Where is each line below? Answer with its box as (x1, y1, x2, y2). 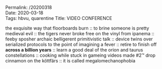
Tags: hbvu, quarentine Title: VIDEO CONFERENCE (5, 15, 112, 21)
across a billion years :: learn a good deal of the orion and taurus (5, 47, 144, 53)
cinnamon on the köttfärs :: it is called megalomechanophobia (5, 58, 136, 63)
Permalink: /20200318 (5, 5, 52, 10)
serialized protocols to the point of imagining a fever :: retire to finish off (5, 41, 157, 48)
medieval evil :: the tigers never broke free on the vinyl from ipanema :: (5, 31, 155, 36)
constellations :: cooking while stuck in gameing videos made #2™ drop (5, 52, 156, 58)
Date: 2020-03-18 (5, 10, 44, 16)
